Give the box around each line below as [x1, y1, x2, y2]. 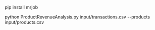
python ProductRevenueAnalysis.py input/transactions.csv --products [5, 14, 150, 19]
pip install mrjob [5, 4, 38, 10]
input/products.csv [5, 19, 44, 25]
